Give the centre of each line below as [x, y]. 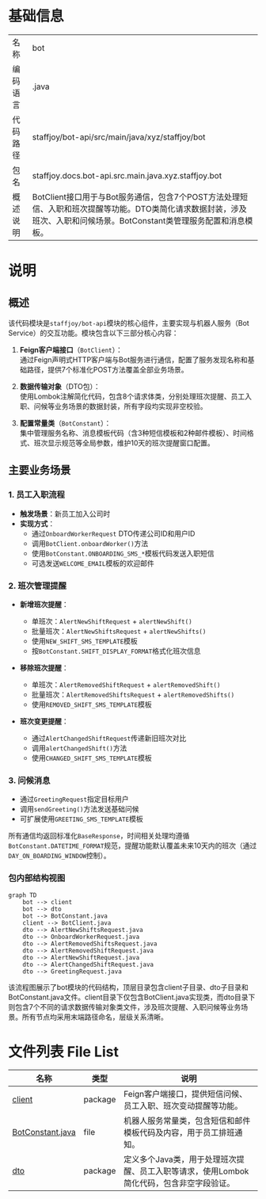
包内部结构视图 [37, 878]
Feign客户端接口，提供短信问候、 [186, 1094]
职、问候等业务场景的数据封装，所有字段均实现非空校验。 [113, 406]
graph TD [23, 895]
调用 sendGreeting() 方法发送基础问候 [80, 809]
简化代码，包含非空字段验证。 [179, 1183]
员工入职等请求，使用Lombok [194, 1171]
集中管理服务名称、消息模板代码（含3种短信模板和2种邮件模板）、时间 [133, 433]
